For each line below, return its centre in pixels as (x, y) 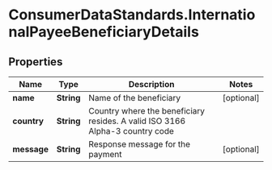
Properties (36, 62)
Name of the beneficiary (135, 98)
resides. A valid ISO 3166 (137, 121)
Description (151, 84)
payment (106, 154)
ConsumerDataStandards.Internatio (132, 15)
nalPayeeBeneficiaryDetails (104, 32)
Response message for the (140, 144)
